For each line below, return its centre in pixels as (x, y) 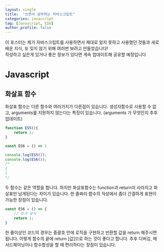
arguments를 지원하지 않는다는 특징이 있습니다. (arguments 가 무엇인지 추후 (85, 113)
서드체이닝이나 (19, 245)
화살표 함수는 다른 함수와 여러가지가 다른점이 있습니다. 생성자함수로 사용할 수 (78, 107)
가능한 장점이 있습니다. (27, 200)
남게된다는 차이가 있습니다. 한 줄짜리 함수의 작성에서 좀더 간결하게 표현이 (87, 193)
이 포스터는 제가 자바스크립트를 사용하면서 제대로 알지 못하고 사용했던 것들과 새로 (82, 43)
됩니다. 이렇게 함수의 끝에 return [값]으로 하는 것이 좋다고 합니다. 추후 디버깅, (78, 239)
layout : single (21, 10)
